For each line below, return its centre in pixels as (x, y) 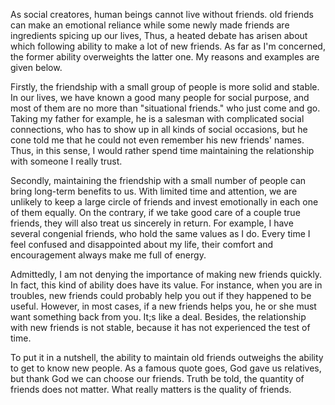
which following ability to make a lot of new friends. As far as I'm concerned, (168, 46)
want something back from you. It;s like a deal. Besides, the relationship (158, 317)
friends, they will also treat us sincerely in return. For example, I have (152, 223)
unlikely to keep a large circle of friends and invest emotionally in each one (164, 202)
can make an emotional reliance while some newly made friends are (150, 25)
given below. (36, 67)
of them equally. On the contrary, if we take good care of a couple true (155, 212)
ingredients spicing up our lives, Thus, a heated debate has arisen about (159, 35)
